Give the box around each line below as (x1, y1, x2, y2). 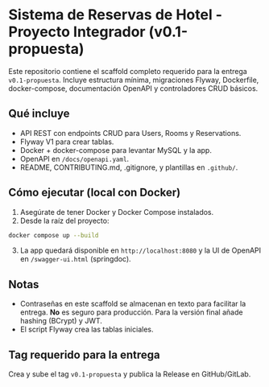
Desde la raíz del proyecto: (19, 216, 110, 225)
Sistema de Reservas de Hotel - (8, 6, 223, 24)
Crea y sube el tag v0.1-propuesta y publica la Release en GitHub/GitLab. (8, 369, 251, 379)
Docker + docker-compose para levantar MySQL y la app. (19, 145, 212, 154)
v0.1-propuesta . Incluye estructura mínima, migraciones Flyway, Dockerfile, (8, 75, 259, 84)
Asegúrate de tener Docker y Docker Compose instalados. (19, 207, 214, 216)
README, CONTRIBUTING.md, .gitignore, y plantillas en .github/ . (19, 163, 238, 172)
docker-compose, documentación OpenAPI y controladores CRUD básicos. (8, 83, 259, 93)
